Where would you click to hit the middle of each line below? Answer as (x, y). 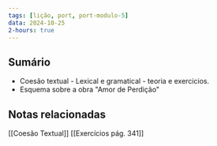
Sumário (30, 62)
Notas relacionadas (57, 114)
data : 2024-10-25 (37, 23)
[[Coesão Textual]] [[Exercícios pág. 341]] (76, 133)
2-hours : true (32, 30)
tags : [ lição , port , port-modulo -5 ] (68, 15)
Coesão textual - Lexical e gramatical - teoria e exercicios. (114, 81)
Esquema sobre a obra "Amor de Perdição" (90, 90)
